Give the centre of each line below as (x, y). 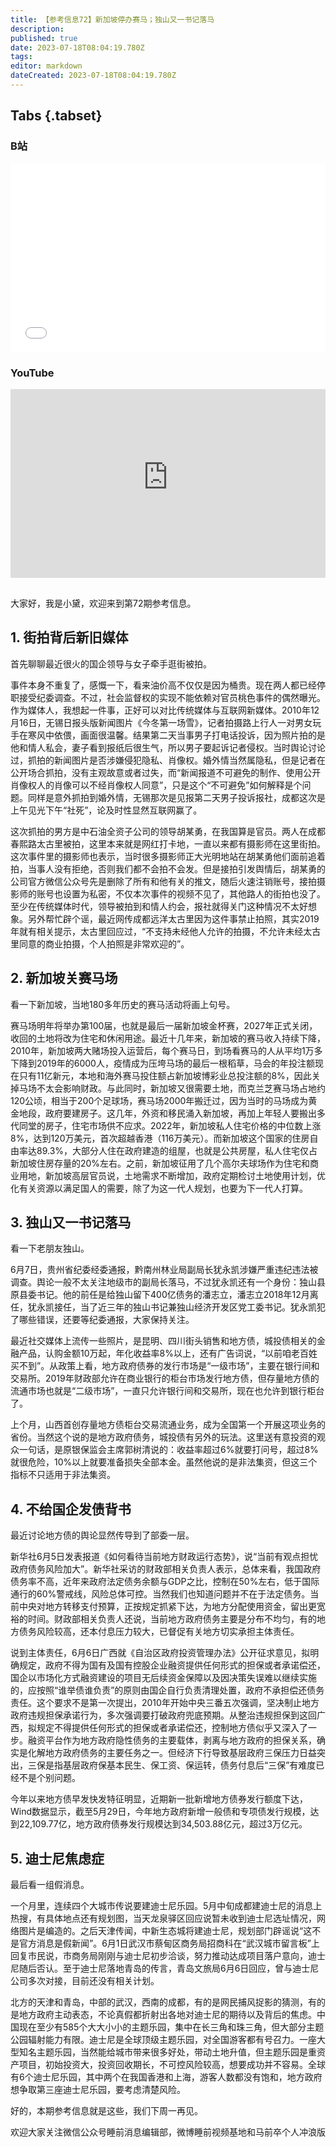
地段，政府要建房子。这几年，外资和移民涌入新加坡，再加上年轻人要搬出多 (172, 1113)
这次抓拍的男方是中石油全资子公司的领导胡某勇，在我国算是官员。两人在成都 (168, 831)
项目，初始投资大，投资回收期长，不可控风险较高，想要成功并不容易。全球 (172, 2065)
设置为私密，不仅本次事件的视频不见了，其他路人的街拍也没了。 (194, 893)
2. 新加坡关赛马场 (64, 978)
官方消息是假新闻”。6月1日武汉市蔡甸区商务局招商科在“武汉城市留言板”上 (169, 1943)
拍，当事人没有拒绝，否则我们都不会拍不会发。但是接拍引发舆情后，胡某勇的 (168, 868)
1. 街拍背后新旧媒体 (69, 637)
